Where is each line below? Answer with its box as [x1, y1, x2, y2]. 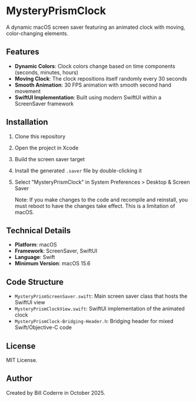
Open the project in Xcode [14, 144, 79, 151]
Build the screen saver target [14, 155, 85, 162]
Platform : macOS [14, 241, 57, 248]
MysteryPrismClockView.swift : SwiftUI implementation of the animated [14, 305, 185, 313]
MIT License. [6, 357, 38, 363]
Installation [6, 117, 48, 127]
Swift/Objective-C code [14, 324, 72, 331]
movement [14, 87, 41, 95]
